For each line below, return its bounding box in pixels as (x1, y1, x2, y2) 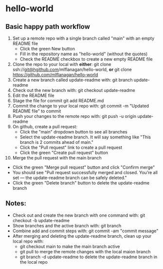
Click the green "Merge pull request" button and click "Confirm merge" (12, 164, 155, 170)
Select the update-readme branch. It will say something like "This (19, 134, 151, 140)
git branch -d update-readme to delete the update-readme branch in (19, 254, 158, 260)
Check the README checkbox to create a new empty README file (19, 56, 153, 62)
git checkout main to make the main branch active (19, 243, 120, 249)
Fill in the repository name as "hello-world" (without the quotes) (19, 51, 148, 57)
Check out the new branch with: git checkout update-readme (12, 88, 135, 93)
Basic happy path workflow (5, 22, 91, 31)
